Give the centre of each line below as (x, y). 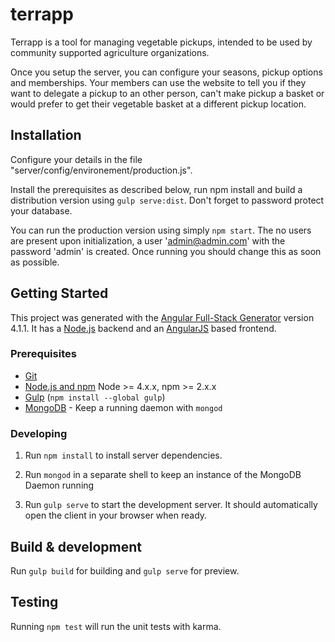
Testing (34, 602)
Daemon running (59, 485)
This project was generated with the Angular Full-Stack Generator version (162, 317)
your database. (41, 210)
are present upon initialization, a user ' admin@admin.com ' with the (148, 240)
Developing (39, 433)
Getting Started (59, 293)
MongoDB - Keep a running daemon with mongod (123, 407)
